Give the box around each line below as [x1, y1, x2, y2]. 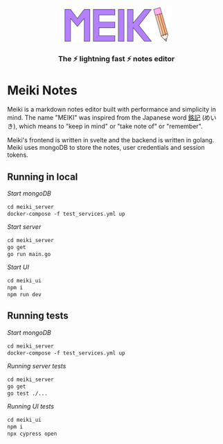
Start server [7, 223, 42, 231]
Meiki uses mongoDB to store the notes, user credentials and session [7, 144, 206, 152]
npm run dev [7, 291, 42, 298]
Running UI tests [7, 402, 54, 410]
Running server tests [7, 361, 66, 370]
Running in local [7, 171, 78, 182]
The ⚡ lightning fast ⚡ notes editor [57, 54, 175, 64]
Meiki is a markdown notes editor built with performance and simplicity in [7, 105, 216, 114]
